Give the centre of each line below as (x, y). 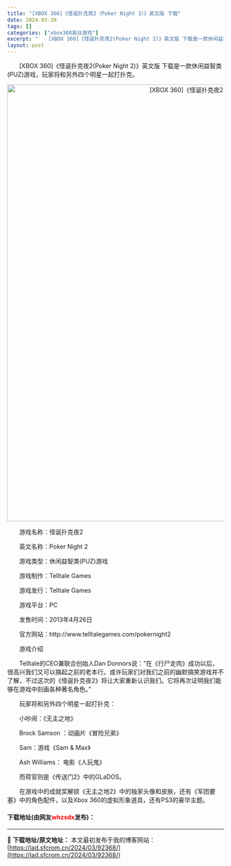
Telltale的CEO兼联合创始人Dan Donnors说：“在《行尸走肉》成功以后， (119, 663)
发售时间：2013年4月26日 (56, 620)
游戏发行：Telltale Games (55, 590)
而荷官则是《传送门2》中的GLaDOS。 (72, 777)
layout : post (26, 45)
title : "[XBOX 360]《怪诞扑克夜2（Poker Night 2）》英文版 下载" (94, 13)
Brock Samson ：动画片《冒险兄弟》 (70, 733)
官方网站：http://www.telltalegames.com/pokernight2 (95, 634)
